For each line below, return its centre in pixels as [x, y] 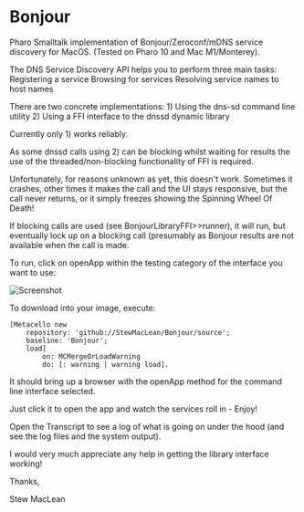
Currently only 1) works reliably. [69, 133]
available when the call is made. [69, 245]
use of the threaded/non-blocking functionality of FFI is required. [131, 161]
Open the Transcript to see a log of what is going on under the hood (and [147, 426]
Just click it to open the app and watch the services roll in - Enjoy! [134, 409]
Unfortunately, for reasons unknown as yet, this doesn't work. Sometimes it [151, 179]
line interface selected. [52, 391]
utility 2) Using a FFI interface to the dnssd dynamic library [120, 116]
